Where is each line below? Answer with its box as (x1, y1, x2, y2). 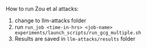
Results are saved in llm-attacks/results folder (14, 35, 136, 42)
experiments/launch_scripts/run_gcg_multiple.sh (14, 30, 141, 36)
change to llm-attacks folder (14, 17, 86, 24)
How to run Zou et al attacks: (6, 5, 79, 12)
